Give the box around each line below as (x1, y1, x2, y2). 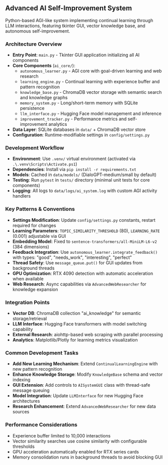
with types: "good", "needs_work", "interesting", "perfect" (12, 254, 132, 260)
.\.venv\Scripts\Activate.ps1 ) (12, 161, 78, 167)
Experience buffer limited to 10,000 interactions (12, 432, 111, 438)
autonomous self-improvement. (5, 28, 70, 34)
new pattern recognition (12, 366, 63, 372)
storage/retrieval (12, 316, 47, 322)
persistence (20, 105, 45, 111)
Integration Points (5, 298, 50, 305)
